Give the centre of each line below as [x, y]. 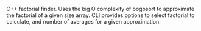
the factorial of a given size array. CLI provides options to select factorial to [100, 15]
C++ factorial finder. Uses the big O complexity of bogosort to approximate [100, 9]
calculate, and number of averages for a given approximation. [84, 22]
